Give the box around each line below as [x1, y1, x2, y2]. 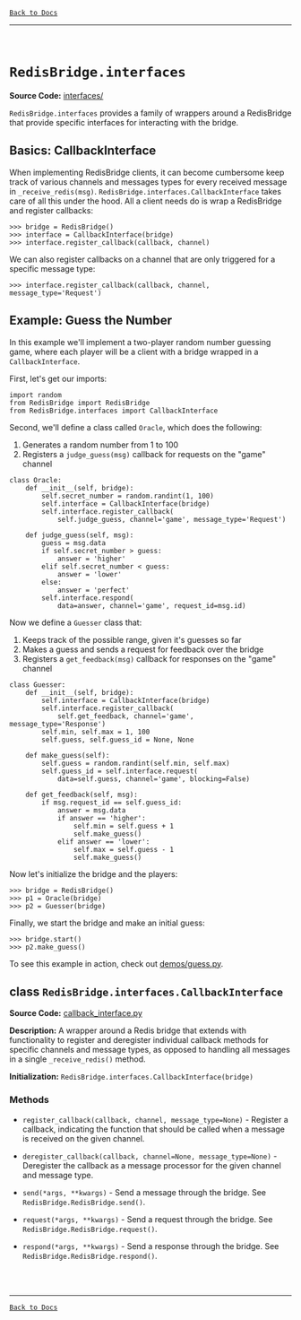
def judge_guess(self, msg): [25, 530, 134, 540]
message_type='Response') [9, 719, 106, 728]
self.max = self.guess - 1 [73, 845, 175, 854]
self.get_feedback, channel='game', [56, 711, 194, 721]
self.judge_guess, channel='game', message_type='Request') [56, 515, 287, 524]
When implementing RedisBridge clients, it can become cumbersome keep [9, 167, 285, 178]
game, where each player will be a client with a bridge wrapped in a [9, 346, 259, 357]
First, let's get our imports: [9, 373, 107, 384]
